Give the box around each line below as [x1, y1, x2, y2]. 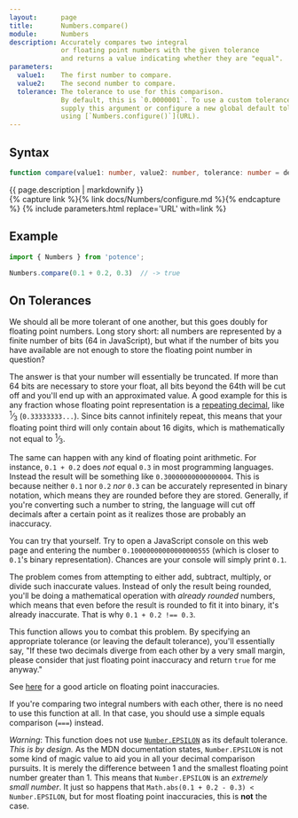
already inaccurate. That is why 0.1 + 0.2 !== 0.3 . [9, 610, 196, 620]
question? [9, 354, 46, 365]
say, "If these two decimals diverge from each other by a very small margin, [9, 645, 286, 657]
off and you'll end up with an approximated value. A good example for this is [9, 390, 288, 401]
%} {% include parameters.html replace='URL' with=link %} [9, 203, 227, 214]
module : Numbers [9, 29, 90, 38]
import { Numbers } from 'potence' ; [9, 252, 145, 262]
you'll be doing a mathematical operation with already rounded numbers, [9, 591, 276, 602]
